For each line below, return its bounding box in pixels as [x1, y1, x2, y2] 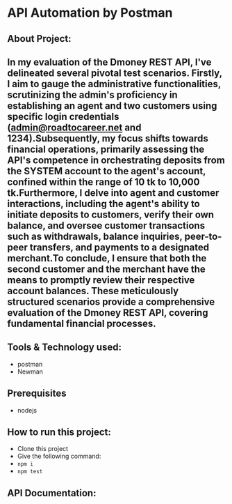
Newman [17, 367, 44, 376]
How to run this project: [7, 426, 111, 438]
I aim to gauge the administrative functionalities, [7, 78, 221, 90]
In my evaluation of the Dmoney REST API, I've [7, 56, 212, 68]
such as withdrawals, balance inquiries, [7, 230, 183, 242]
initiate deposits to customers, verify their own [7, 208, 214, 220]
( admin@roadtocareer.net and [7, 121, 142, 133]
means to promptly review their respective [7, 274, 195, 286]
